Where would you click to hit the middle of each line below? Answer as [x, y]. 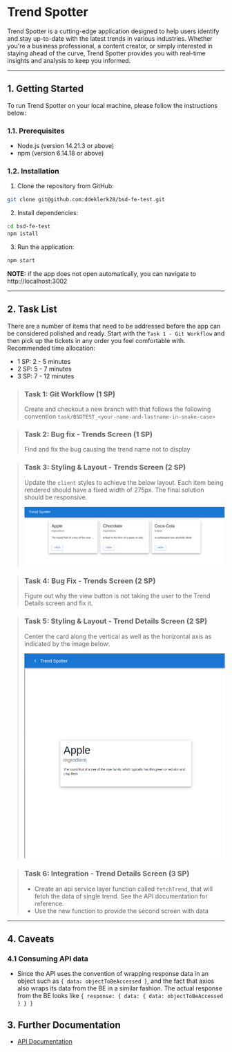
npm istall [23, 234]
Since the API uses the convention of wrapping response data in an [113, 974]
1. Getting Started [46, 89]
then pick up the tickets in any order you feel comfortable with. [96, 340]
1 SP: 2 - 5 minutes [44, 361]
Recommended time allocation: [51, 348]
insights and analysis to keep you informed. [69, 60]
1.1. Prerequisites [36, 131]
